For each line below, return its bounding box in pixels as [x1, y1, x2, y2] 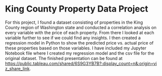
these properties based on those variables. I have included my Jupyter [5, 45, 147, 51]
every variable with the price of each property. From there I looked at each [5, 30, 154, 35]
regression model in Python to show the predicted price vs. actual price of [5, 40, 154, 46]
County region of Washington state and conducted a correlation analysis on [5, 24, 157, 30]
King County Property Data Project [5, 3, 148, 15]
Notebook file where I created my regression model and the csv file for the [5, 50, 155, 56]
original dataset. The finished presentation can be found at [5, 55, 123, 61]
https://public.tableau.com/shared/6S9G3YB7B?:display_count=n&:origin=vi [5, 61, 157, 66]
